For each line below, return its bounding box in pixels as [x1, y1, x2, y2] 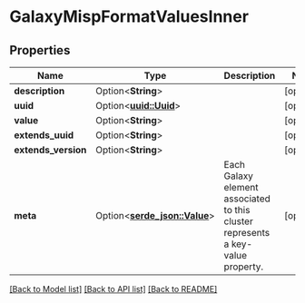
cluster [223, 215, 254, 228]
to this [223, 204, 251, 216]
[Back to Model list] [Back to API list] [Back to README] [9, 284, 218, 294]
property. [223, 260, 264, 273]
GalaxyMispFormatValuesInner [9, 6, 250, 27]
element [223, 181, 259, 193]
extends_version [14, 143, 87, 156]
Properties [9, 43, 71, 58]
